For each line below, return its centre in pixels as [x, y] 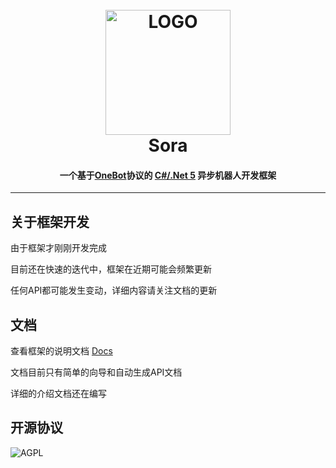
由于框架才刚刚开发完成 [58, 248]
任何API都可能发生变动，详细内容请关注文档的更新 [114, 290]
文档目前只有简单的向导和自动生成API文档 [96, 372]
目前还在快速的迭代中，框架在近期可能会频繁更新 [111, 269]
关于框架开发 [50, 221]
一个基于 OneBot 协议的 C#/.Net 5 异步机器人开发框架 [168, 175]
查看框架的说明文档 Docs [61, 351]
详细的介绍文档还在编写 [58, 394]
